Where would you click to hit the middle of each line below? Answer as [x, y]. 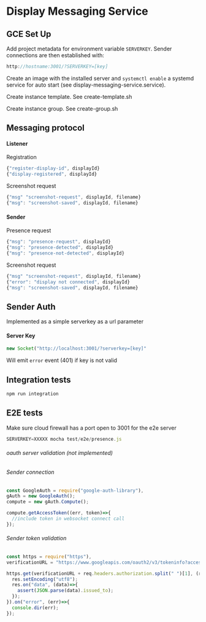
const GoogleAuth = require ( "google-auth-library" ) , [75, 490]
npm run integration [33, 394]
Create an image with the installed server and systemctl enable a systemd [100, 78]
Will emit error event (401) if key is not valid [62, 360]
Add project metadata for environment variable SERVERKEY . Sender [89, 49]
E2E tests [25, 413]
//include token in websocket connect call [68, 519]
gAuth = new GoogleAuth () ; [41, 496]
